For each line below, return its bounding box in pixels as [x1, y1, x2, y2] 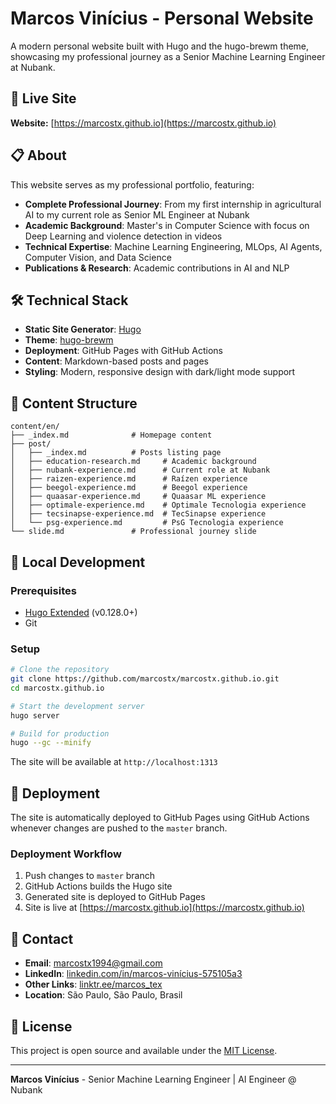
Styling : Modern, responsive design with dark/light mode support [24, 366, 296, 378]
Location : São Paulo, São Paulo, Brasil [24, 989, 183, 1001]
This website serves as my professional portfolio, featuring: [10, 178, 255, 191]
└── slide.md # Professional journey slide [10, 527, 257, 537]
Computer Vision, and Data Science [24, 251, 172, 263]
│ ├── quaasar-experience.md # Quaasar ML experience [10, 492, 267, 502]
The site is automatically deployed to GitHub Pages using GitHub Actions [10, 812, 310, 824]
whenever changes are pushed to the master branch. [10, 822, 228, 834]
